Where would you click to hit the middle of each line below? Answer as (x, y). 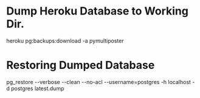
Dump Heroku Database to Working (97, 11)
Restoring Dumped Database (81, 65)
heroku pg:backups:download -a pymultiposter (65, 41)
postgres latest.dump (38, 88)
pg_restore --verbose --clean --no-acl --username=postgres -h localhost (99, 82)
